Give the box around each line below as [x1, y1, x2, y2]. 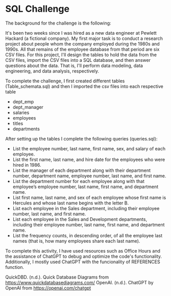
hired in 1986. [12, 162, 42, 168]
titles [12, 120, 23, 126]
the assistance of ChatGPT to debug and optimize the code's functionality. [5, 253, 162, 259]
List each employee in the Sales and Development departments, [12, 216, 147, 222]
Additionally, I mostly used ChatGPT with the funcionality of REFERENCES [5, 259, 160, 265]
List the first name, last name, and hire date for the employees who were [12, 156, 165, 163]
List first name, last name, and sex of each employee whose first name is [12, 194, 166, 200]
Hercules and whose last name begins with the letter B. [12, 200, 129, 206]
